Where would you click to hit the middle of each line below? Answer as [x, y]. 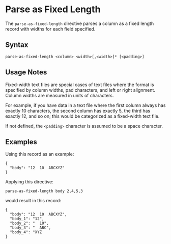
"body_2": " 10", [30, 223]
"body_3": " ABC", [31, 228]
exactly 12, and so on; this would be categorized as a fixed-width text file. [82, 116]
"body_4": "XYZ [26, 232]
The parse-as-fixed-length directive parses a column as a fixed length [80, 23]
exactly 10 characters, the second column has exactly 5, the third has [78, 111]
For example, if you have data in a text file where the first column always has [85, 105]
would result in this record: [33, 201]
